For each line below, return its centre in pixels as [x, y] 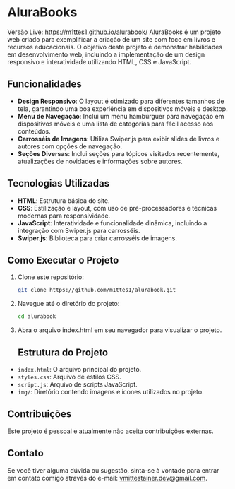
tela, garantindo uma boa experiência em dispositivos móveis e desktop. [122, 108]
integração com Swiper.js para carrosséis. [79, 230]
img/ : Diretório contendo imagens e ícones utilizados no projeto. [110, 391]
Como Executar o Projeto [63, 260]
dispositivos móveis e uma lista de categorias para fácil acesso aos [115, 124]
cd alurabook [37, 317]
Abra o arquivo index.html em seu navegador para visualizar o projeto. [120, 330]
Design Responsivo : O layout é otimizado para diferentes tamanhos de [121, 101]
